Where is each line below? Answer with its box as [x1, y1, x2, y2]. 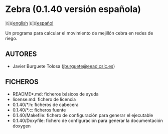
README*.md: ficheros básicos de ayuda [12, 91, 99, 97]
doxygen [12, 122, 31, 128]
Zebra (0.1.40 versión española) [5, 3, 141, 15]
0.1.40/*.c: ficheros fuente [12, 106, 66, 113]
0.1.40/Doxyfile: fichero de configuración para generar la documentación [12, 117, 163, 123]
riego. [5, 35, 18, 41]
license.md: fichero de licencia [12, 96, 76, 102]
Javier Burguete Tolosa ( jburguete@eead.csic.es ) [12, 63, 115, 69]
